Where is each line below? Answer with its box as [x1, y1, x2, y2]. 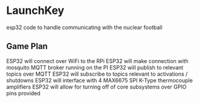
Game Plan [6, 41, 48, 51]
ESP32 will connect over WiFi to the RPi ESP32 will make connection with [6, 57, 189, 64]
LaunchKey [6, 4, 65, 18]
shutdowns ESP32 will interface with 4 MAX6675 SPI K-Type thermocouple [6, 76, 193, 84]
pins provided [6, 89, 41, 97]
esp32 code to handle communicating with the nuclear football [6, 24, 163, 31]
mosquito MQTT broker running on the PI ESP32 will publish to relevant [6, 64, 183, 71]
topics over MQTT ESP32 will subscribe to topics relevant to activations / [6, 70, 188, 78]
